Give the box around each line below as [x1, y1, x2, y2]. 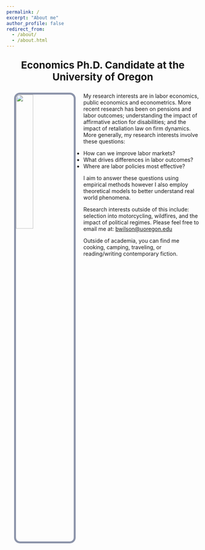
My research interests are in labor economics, [83, 92, 199, 100]
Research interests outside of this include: [83, 206, 190, 213]
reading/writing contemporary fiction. [83, 250, 178, 257]
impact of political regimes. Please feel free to [83, 219, 199, 226]
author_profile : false [6, 20, 64, 26]
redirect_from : [6, 26, 45, 32]
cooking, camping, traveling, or [83, 244, 162, 251]
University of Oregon [52, 71, 154, 83]
